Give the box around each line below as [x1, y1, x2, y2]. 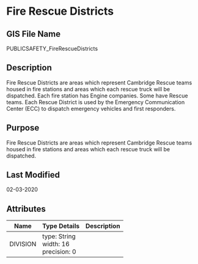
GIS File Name [6, 29, 61, 39]
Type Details [42, 222, 80, 230]
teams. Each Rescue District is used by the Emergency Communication [6, 98, 185, 105]
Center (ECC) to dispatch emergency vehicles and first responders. [6, 105, 176, 112]
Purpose [6, 123, 40, 133]
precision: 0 [42, 247, 76, 256]
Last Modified [6, 170, 60, 180]
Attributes [6, 203, 46, 214]
